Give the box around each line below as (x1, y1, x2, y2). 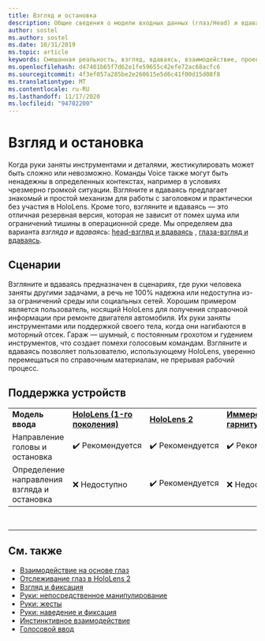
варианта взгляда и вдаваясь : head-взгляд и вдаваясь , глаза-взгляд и (8, 227, 248, 237)
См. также (8, 545, 63, 558)
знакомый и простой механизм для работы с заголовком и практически (8, 194, 252, 203)
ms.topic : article (8, 48, 69, 56)
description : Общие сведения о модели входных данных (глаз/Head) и (8, 19, 238, 27)
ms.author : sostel (8, 33, 69, 42)
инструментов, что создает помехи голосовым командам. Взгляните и (8, 337, 248, 348)
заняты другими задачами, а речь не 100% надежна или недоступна (8, 288, 241, 297)
